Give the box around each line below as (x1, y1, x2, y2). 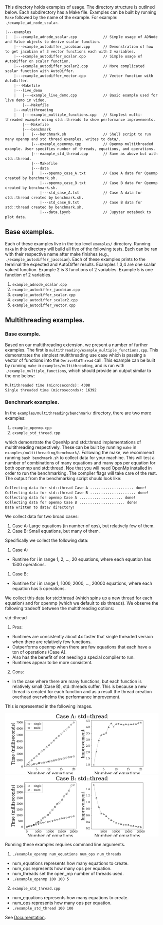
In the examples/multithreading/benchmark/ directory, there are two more (5, 410, 152, 416)
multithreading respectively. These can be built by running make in (5, 444, 137, 450)
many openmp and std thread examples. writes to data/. (5, 137, 121, 142)
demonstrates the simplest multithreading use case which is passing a (5, 352, 146, 358)
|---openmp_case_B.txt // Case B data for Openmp (39, 181, 158, 185)
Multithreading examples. (5, 316, 85, 324)
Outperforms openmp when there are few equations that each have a (12, 644, 151, 649)
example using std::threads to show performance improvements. (24, 117, 156, 122)
